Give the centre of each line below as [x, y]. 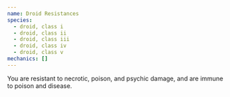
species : [20, 20]
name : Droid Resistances [43, 14]
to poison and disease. [40, 86]
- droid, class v [39, 53]
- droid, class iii [42, 39]
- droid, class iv [40, 46]
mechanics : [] [28, 59]
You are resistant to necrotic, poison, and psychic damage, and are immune [115, 78]
